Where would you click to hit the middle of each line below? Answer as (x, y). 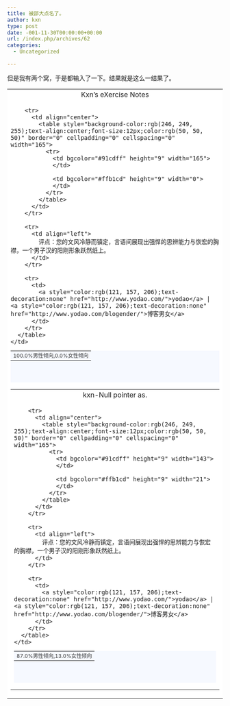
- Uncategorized (36, 52)
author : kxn (24, 20)
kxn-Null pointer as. (115, 395)
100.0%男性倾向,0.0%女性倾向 (51, 356)
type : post (23, 26)
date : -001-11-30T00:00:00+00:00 (55, 33)
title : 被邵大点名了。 (36, 13)
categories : (24, 45)
